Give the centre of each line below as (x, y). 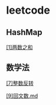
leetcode (28, 10)
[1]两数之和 (19, 47)
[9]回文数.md (22, 96)
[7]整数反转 (20, 83)
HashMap (24, 32)
